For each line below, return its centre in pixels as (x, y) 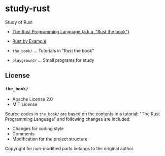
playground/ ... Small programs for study (53, 60)
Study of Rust (19, 22)
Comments (23, 133)
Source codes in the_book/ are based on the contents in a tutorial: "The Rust (82, 114)
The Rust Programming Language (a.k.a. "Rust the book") (71, 31)
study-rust (28, 9)
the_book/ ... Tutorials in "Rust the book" (53, 51)
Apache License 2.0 (33, 99)
